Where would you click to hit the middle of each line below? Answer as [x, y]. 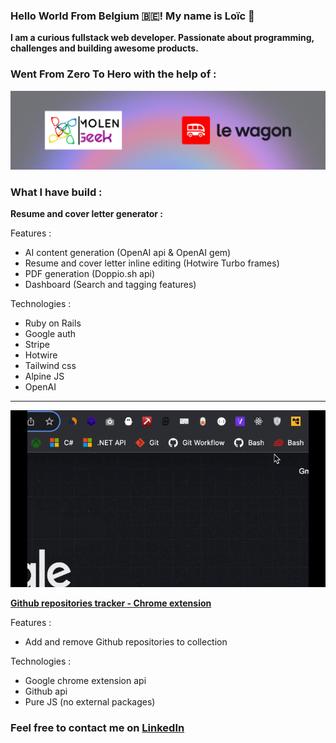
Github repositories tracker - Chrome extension [111, 603]
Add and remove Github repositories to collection [126, 642]
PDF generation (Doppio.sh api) [90, 273]
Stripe [37, 344]
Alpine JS [44, 376]
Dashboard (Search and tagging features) [110, 284]
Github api [46, 691]
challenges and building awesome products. [104, 48]
